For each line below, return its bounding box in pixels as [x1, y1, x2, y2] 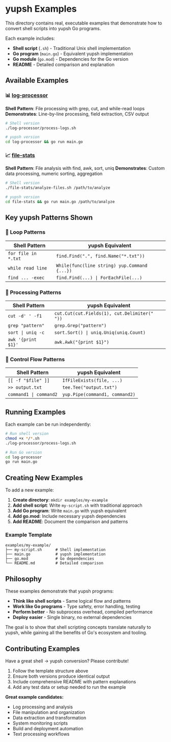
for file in [8, 251, 37, 256]
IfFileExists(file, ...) [62, 378, 123, 383]
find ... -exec [8, 275, 45, 281]
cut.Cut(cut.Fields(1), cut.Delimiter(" [54, 310, 154, 316]
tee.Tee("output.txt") [62, 385, 118, 390]
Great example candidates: [5, 694, 64, 700]
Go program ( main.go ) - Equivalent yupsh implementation [12, 51, 133, 57]
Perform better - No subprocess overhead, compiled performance [12, 609, 153, 615]
